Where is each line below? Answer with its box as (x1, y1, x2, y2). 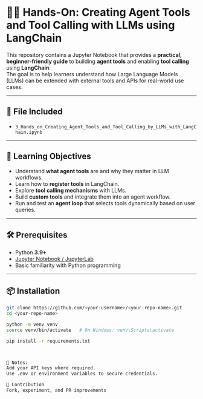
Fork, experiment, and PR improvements (6, 387, 107, 394)
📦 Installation (6, 286, 60, 296)
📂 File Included (6, 107, 63, 117)
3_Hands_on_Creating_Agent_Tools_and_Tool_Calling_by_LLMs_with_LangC (14, 124, 197, 130)
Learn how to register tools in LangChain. (14, 180, 120, 187)
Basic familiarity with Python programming (14, 262, 121, 269)
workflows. (14, 174, 43, 181)
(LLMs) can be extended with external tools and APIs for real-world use (6, 77, 184, 84)
